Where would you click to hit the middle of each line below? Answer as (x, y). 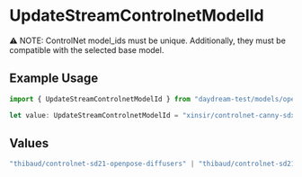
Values (29, 143)
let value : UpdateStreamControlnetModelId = (94, 115)
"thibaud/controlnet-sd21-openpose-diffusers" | (102, 164)
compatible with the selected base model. (87, 49)
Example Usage (54, 79)
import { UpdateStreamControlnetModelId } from (100, 99)
